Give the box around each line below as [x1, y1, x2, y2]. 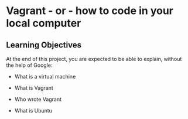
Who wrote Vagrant [14, 96, 62, 103]
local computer [6, 16, 81, 30]
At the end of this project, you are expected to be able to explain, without [6, 56, 182, 62]
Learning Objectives [6, 40, 82, 50]
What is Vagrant [14, 84, 54, 91]
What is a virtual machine [14, 73, 76, 80]
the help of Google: [6, 62, 53, 69]
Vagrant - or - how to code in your [6, 4, 174, 18]
